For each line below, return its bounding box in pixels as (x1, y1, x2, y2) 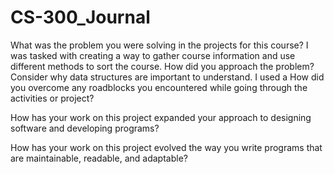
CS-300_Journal (10, 6, 151, 29)
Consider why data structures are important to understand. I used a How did (10, 71, 325, 83)
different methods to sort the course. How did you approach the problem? (10, 60, 315, 72)
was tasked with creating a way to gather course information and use (10, 49, 296, 61)
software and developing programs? (10, 122, 160, 134)
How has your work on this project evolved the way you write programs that (10, 141, 323, 153)
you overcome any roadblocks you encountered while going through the (10, 81, 308, 93)
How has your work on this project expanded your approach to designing (10, 111, 312, 123)
